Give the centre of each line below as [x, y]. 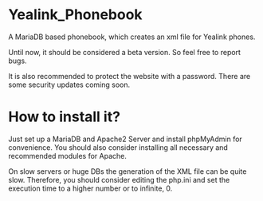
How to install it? [65, 117]
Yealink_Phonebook [75, 15]
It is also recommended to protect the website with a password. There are [130, 76]
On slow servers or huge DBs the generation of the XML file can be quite [128, 171]
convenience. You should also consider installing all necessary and [118, 147]
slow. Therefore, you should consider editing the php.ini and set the [119, 179]
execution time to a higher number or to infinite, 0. [90, 188]
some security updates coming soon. [69, 85]
